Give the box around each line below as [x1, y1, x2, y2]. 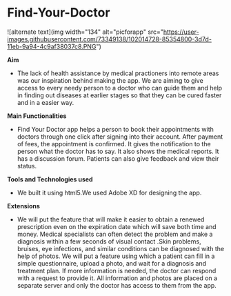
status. [17, 161, 37, 170]
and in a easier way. [17, 98, 74, 106]
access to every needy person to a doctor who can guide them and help [17, 83, 223, 92]
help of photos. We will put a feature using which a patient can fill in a [17, 252, 215, 260]
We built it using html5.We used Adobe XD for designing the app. [17, 188, 202, 197]
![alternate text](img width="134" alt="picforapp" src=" [7, 28, 164, 36]
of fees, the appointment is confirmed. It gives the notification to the [17, 139, 212, 148]
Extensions [7, 201, 40, 210]
